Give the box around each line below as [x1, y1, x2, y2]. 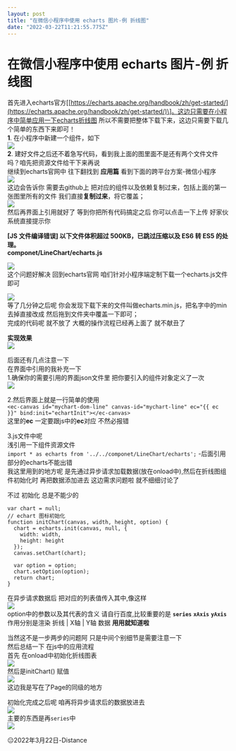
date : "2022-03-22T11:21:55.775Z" [7, 23, 109, 30]
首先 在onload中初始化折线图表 [7, 651, 97, 660]
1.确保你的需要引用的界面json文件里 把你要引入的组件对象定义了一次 [7, 374, 205, 382]
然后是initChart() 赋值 [7, 667, 70, 675]
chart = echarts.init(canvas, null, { [13, 525, 128, 532]
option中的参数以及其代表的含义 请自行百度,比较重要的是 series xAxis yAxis [7, 610, 227, 618]
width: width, [20, 531, 61, 538]
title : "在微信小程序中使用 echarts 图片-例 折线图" [7, 17, 149, 24]
